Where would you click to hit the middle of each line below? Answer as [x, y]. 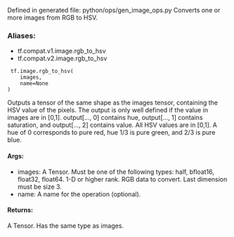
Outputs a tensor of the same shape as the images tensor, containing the [112, 103]
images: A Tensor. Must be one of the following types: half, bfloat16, [116, 172]
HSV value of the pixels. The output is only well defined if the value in [108, 110]
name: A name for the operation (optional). [79, 194]
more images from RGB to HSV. [53, 18]
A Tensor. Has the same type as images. [66, 225]
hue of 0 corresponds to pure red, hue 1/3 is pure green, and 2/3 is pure [111, 133]
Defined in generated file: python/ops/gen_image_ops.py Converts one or [114, 10]
